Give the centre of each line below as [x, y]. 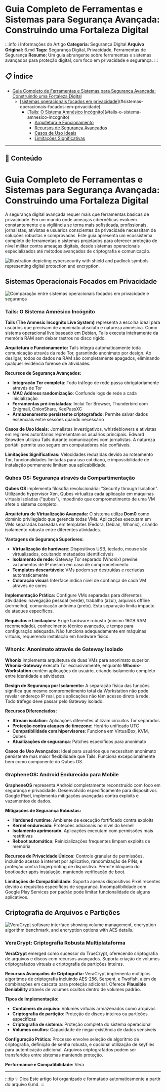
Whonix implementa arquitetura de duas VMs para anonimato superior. [78, 660]
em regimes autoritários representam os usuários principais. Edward [75, 435]
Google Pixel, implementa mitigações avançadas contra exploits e [72, 796]
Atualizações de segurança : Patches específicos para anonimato [79, 742]
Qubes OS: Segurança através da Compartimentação [70, 478]
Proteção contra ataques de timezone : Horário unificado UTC [76, 726]
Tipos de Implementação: [32, 999]
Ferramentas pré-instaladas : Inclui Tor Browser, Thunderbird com [80, 404]
